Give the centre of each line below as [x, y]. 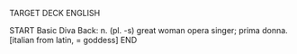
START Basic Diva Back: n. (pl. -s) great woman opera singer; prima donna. [148, 30]
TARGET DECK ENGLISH [55, 13]
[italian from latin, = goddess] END [73, 40]
